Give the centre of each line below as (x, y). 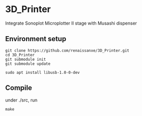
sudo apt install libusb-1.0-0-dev (43, 72)
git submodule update (28, 64)
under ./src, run (21, 100)
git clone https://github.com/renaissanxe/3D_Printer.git (67, 50)
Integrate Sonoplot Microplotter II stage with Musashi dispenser (71, 23)
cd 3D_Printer (20, 55)
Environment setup (36, 39)
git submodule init (26, 59)
